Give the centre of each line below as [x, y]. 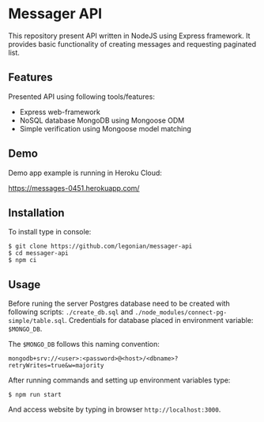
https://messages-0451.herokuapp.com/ [74, 188]
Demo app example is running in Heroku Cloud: [85, 173]
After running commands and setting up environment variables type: [119, 380]
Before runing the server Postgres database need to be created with [119, 304]
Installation [36, 213]
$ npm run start [35, 395]
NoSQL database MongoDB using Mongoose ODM [102, 120]
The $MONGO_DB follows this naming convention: [84, 344]
